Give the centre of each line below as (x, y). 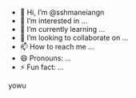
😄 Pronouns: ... (46, 58)
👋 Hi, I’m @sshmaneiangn (62, 12)
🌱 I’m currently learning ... (62, 29)
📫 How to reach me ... (57, 47)
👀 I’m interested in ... (54, 21)
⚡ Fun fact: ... (42, 67)
